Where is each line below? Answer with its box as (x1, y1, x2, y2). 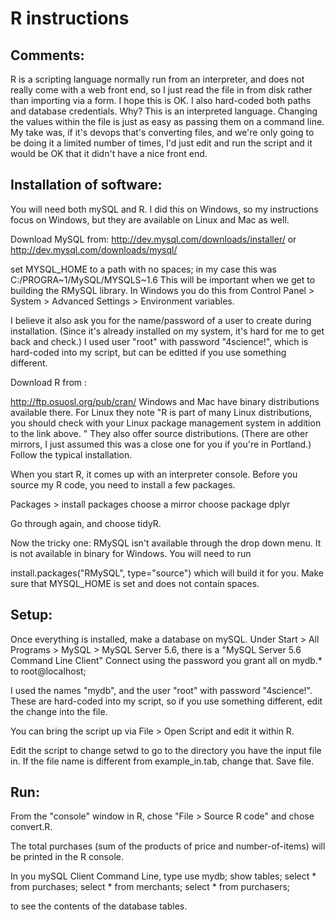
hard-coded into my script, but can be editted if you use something (10, 346, 287, 358)
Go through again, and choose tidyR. (10, 517, 162, 529)
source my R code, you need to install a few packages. (10, 478, 236, 491)
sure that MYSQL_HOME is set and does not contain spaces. (10, 577, 260, 589)
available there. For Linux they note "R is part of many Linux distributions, (10, 406, 313, 418)
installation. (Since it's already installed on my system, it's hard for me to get (10, 325, 325, 337)
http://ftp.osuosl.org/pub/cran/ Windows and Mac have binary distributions (10, 395, 320, 407)
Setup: (10, 607, 53, 624)
